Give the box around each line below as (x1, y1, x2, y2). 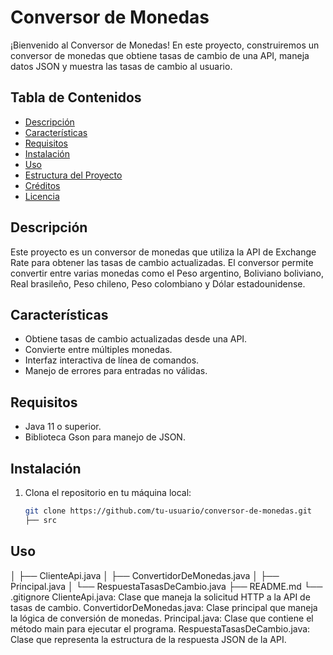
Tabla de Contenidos (10, 89, 142, 106)
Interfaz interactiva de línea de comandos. (24, 354, 200, 366)
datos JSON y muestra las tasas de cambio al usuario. (10, 60, 233, 72)
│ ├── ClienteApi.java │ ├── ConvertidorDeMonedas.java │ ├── (10, 569, 280, 581)
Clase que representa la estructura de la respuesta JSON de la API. (10, 633, 287, 645)
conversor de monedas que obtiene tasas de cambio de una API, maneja (10, 49, 310, 61)
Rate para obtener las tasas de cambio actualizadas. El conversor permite (10, 256, 314, 268)
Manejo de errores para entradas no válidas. (24, 365, 208, 377)
